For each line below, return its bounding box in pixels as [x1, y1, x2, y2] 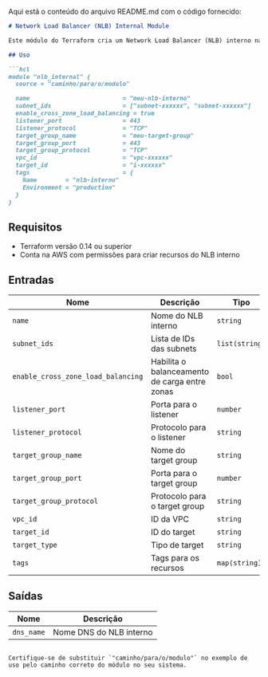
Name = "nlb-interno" [22, 175, 120, 184]
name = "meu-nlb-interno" [15, 95, 191, 103]
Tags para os [150, 553, 199, 563]
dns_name [12, 628, 45, 636]
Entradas [8, 273, 54, 286]
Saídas [8, 589, 43, 603]
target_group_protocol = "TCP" [15, 147, 148, 155]
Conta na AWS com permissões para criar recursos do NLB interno [19, 250, 241, 260]
